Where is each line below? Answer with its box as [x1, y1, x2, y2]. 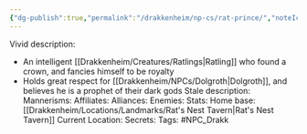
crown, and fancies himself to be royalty [22, 66, 175, 77]
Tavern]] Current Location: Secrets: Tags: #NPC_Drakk [22, 114, 229, 125]
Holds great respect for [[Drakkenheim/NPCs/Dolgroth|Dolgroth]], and [22, 75, 288, 87]
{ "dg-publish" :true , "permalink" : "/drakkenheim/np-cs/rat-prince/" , [9, 13, 272, 23]
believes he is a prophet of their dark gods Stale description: [22, 85, 251, 96]
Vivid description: [9, 38, 76, 49]
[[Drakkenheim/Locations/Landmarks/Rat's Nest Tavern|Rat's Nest [22, 104, 274, 115]
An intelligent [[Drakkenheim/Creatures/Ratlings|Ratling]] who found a [22, 56, 287, 67]
